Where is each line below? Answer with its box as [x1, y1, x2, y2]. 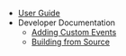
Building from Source [31, 36, 111, 47]
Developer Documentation [17, 17, 115, 28]
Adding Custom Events [31, 27, 117, 37]
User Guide [17, 8, 60, 18]
